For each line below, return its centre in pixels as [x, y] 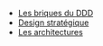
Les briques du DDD [56, 13]
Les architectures [50, 32]
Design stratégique [53, 23]
